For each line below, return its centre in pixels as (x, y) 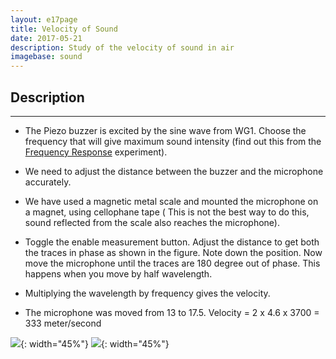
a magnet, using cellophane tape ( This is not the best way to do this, (167, 212)
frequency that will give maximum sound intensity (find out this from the (173, 141)
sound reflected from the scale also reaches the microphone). (152, 222)
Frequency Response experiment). (96, 152)
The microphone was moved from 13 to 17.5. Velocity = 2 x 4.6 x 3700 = (172, 312)
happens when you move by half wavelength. (118, 273)
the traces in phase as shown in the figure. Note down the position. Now (173, 252)
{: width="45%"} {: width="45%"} (95, 343)
